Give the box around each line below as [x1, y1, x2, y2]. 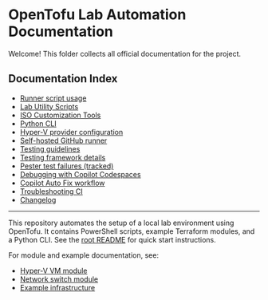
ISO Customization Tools [19, 110, 101, 120]
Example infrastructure [19, 282, 96, 292]
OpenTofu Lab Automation [8, 6, 187, 24]
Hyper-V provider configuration [19, 127, 124, 136]
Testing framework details [19, 152, 106, 162]
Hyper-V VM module [19, 266, 88, 275]
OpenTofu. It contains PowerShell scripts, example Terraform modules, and [8, 226, 255, 236]
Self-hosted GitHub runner [19, 136, 108, 145]
